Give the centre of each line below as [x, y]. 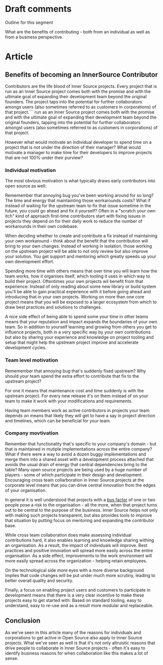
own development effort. [30, 262]
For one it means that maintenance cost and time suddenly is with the [74, 390]
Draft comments [38, 9]
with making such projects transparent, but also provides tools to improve [79, 515]
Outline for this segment [29, 22]
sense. [12, 658]
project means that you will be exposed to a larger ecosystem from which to [81, 302]
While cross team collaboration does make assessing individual [68, 535]
